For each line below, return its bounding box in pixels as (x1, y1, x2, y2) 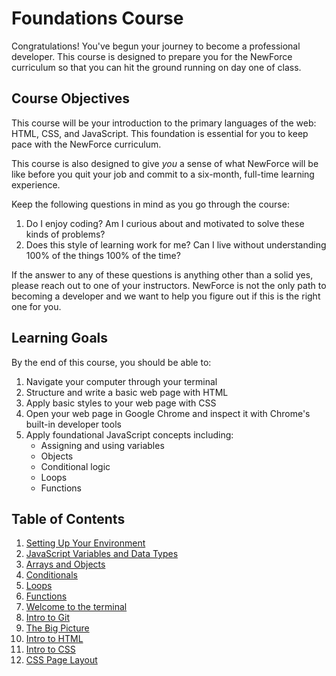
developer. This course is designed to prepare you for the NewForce (11, 50, 293, 62)
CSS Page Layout (25, 654, 98, 666)
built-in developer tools (25, 418, 122, 430)
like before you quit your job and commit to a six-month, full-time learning (11, 168, 315, 180)
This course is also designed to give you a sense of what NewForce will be (11, 157, 319, 169)
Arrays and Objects (25, 558, 106, 571)
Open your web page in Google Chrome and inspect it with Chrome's (25, 407, 311, 419)
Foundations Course (11, 7, 184, 30)
